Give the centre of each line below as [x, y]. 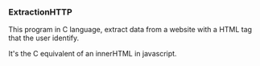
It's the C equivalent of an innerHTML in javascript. [93, 54]
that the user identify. [44, 38]
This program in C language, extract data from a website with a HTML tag [130, 30]
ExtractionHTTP [40, 12]
